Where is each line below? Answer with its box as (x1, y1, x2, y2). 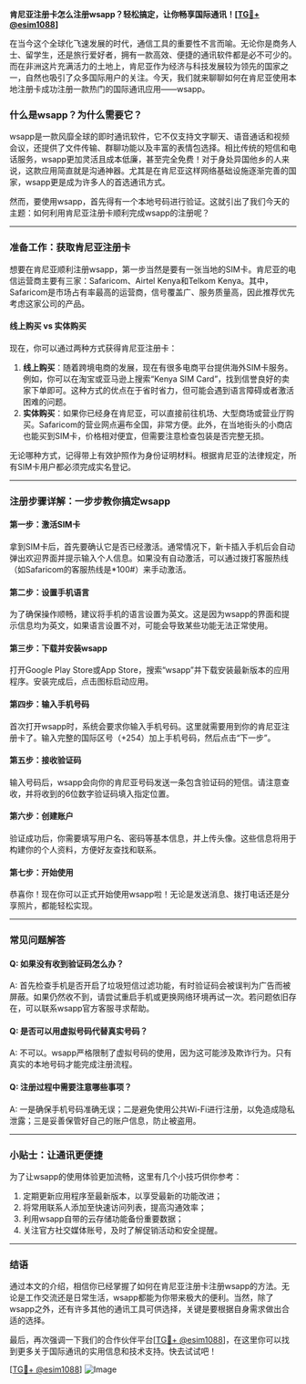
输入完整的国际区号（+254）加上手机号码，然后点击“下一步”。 (40, 732, 276, 743)
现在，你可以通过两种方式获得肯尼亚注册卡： (9, 342, 178, 353)
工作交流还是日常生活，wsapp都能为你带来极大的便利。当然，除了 (25, 1292, 274, 1304)
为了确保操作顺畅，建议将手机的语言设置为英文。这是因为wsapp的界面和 (9, 609, 282, 620)
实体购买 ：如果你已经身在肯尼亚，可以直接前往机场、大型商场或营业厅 (22, 407, 287, 418)
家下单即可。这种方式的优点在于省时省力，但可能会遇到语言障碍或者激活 (22, 384, 294, 395)
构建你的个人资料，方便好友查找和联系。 (9, 844, 161, 855)
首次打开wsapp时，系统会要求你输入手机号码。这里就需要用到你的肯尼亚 (9, 720, 282, 731)
